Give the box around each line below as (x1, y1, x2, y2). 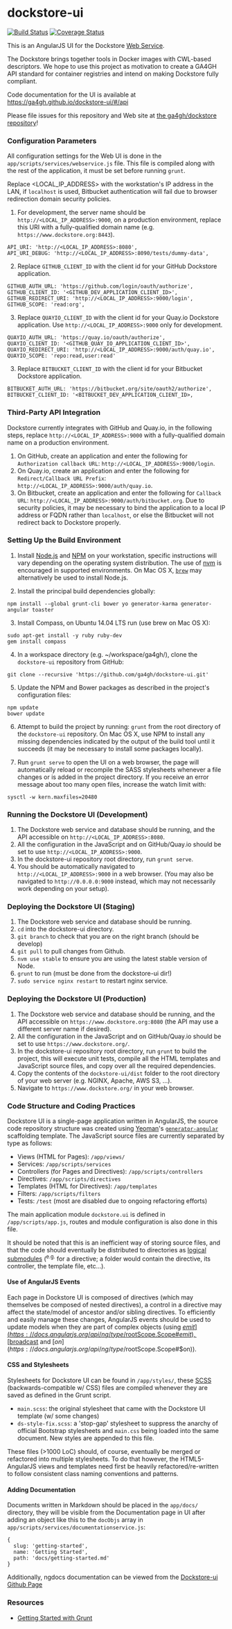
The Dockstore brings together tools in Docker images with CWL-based (7, 54, 211, 63)
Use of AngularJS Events (7, 1277, 81, 1286)
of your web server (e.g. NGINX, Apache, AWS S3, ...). (17, 1076, 172, 1085)
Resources (7, 1598, 44, 1607)
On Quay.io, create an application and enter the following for (17, 466, 190, 475)
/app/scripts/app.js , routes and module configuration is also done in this (7, 1218, 218, 1226)
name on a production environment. (7, 438, 109, 446)
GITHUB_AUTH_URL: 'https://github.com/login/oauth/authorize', (7, 283, 194, 290)
